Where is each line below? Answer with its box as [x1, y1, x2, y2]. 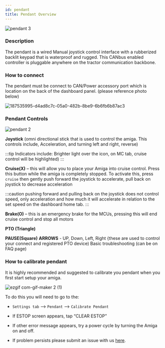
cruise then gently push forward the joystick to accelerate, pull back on [5, 176, 151, 182]
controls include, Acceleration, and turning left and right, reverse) [5, 141, 138, 147]
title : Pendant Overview [5, 12, 56, 17]
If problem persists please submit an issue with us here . [12, 337, 126, 343]
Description [5, 38, 34, 44]
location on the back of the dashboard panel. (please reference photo [5, 88, 147, 94]
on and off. [12, 328, 35, 334]
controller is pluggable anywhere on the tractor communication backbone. [5, 59, 157, 65]
